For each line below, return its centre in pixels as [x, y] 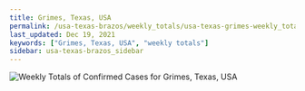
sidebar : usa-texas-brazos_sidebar [77, 51]
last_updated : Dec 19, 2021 [63, 34]
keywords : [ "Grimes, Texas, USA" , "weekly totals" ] [109, 43]
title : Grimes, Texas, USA [60, 18]
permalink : [30, 26]
